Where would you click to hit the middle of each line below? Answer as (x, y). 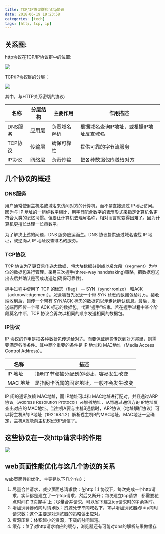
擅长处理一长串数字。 (40, 224)
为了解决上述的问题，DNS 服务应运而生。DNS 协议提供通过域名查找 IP (76, 234)
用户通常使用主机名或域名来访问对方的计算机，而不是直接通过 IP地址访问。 (81, 205)
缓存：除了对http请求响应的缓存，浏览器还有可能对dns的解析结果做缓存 (84, 526)
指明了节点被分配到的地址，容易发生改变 (82, 374)
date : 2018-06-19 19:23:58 (33, 14)
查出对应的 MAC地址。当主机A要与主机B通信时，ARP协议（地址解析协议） (80, 408)
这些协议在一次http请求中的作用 (54, 438)
